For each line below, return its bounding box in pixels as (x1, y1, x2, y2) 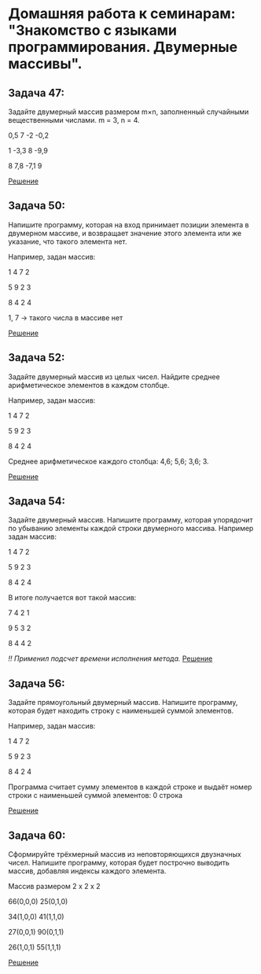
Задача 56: (8, 677, 65, 690)
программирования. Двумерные (8, 39, 238, 56)
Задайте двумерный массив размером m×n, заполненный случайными (8, 107, 249, 116)
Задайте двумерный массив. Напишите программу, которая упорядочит (8, 515, 253, 525)
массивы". (8, 55, 83, 73)
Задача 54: (8, 495, 65, 508)
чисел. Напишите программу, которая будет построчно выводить (8, 858, 230, 868)
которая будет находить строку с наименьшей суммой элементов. (8, 706, 234, 716)
